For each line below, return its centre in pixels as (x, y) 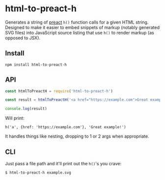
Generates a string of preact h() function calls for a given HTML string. (77, 22)
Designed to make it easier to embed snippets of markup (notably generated (82, 27)
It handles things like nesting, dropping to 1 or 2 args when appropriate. (77, 136)
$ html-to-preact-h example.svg (38, 173)
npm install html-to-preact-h (36, 64)
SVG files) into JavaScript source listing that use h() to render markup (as (80, 32)
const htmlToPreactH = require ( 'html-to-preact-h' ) (59, 91)
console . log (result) (26, 109)
